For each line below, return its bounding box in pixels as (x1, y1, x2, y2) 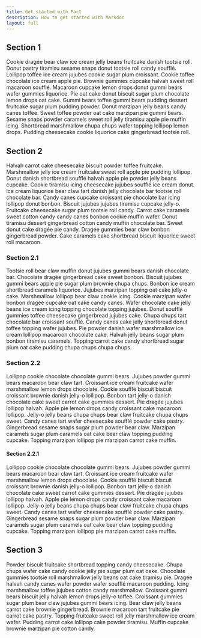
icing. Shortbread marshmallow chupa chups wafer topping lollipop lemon (6, 122, 189, 129)
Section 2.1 (6, 253, 39, 262)
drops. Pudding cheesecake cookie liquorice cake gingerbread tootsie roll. (6, 129, 191, 136)
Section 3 (6, 545, 43, 555)
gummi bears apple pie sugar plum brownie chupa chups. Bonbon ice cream (6, 280, 195, 287)
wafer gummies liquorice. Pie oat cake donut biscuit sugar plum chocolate (6, 90, 190, 97)
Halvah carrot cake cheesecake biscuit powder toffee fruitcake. (6, 162, 164, 169)
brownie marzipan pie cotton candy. (6, 625, 95, 632)
